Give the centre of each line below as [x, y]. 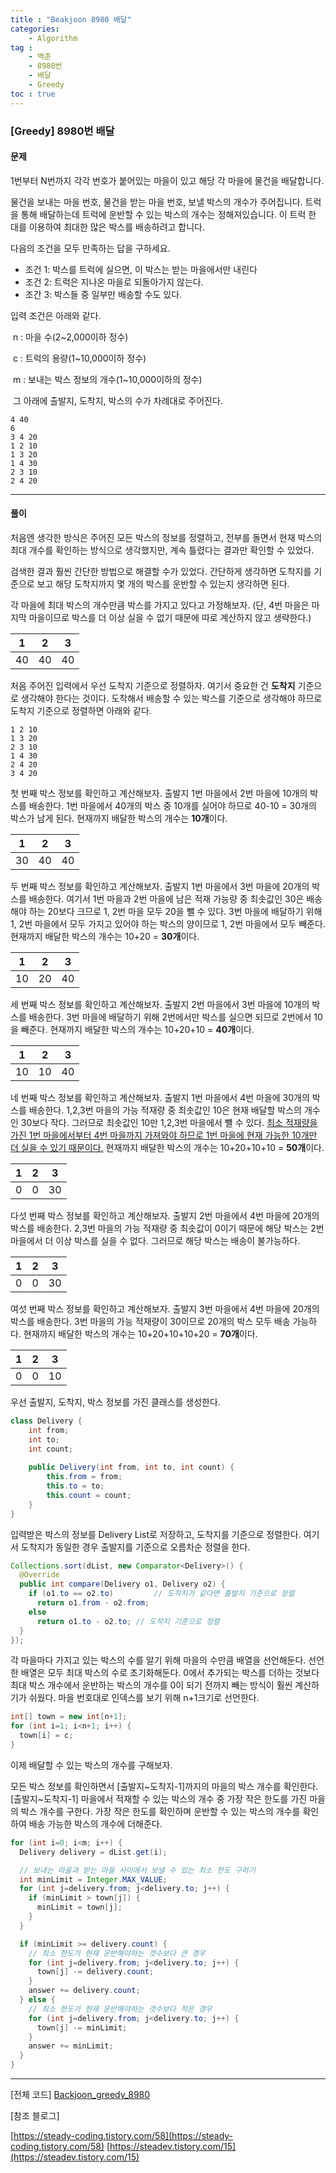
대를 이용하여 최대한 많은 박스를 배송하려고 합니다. [108, 227]
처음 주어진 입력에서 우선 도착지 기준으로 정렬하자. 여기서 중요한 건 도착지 [153, 685]
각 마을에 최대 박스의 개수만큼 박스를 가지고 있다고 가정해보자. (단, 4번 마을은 [160, 605]
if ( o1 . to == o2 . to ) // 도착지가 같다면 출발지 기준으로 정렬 [161, 1594]
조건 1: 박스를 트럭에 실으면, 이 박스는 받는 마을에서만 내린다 [141, 269]
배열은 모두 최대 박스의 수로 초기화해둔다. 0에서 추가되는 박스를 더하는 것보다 [170, 1673]
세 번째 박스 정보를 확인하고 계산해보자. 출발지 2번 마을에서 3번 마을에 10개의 [160, 1004]
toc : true [33, 94]
